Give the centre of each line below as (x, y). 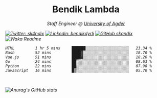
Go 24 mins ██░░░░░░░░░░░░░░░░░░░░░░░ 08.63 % (79, 62)
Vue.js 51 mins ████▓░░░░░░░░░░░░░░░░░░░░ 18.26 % (79, 57)
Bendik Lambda (86, 9)
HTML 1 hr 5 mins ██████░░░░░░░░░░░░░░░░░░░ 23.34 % (79, 48)
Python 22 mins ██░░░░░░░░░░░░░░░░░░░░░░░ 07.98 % (79, 66)
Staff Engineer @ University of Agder (86, 23)
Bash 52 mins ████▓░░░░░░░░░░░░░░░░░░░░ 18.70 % (79, 53)
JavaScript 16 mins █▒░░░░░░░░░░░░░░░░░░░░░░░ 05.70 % (79, 70)
